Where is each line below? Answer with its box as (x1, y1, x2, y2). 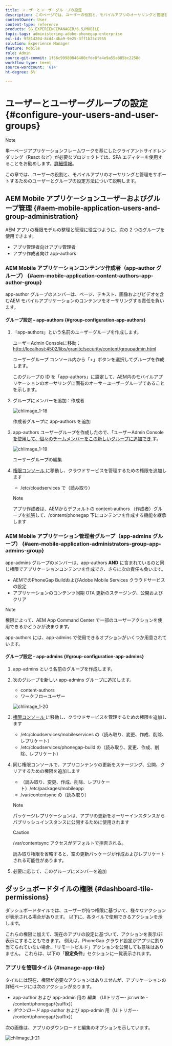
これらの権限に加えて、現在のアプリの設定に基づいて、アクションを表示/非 (5, 931, 163, 937)
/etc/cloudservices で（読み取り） (20, 485, 93, 491)
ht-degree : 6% (5, 70, 36, 75)
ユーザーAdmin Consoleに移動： (12, 340, 81, 346)
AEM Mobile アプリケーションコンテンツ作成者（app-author (5, 264, 155, 271)
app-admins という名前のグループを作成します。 (12, 666, 115, 672)
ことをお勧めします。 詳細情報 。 (9, 160, 77, 166)
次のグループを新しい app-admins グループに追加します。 (12, 677, 134, 683)
